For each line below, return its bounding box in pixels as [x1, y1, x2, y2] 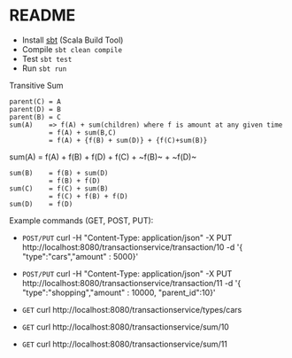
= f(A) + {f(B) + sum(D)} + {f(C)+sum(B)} [48, 136, 208, 144]
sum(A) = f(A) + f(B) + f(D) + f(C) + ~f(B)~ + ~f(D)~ [9, 152, 197, 162]
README [9, 5, 76, 26]
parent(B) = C [9, 113, 62, 121]
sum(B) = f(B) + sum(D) [9, 168, 109, 177]
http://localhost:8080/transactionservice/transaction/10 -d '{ [21, 241, 243, 253]
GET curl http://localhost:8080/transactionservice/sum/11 [21, 339, 228, 349]
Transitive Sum [9, 80, 64, 90]
